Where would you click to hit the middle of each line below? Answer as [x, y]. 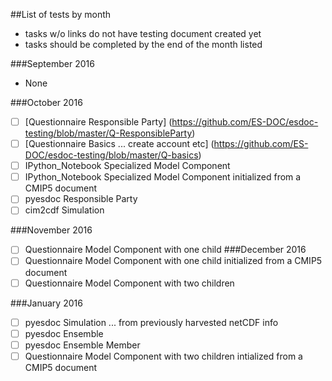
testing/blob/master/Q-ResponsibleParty [108, 133]
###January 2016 [46, 303]
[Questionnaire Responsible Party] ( [98, 122]
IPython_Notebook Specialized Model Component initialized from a [163, 177]
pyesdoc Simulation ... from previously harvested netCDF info [151, 322]
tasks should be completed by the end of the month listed [143, 44]
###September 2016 [52, 63]
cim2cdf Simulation [64, 210]
